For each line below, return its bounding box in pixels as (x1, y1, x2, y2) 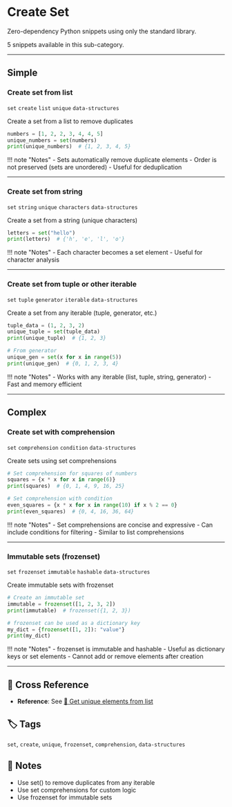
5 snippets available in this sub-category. (7, 40, 124, 48)
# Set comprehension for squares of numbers (7, 470, 137, 477)
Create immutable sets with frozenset (7, 581, 114, 589)
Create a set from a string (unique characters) (7, 216, 138, 224)
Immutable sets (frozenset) (7, 552, 101, 561)
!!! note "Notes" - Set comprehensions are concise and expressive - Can (7, 520, 213, 529)
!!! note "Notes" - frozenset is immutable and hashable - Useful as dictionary (7, 645, 225, 653)
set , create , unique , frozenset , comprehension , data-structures (7, 740, 186, 748)
